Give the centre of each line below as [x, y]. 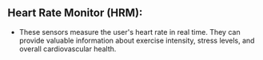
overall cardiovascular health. [68, 49]
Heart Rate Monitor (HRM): [75, 13]
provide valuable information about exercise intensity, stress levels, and [137, 40]
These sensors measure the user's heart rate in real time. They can [130, 32]
